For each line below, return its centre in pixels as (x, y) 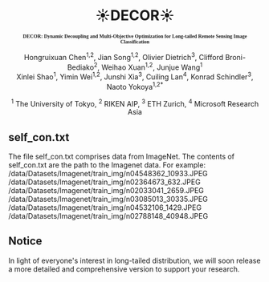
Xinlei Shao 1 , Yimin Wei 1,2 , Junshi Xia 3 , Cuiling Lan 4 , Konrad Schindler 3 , (135, 76)
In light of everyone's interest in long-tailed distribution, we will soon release (134, 260)
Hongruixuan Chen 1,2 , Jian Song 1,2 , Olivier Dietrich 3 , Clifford (123, 56)
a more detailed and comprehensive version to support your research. (124, 269)
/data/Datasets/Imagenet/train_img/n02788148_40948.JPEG (108, 216)
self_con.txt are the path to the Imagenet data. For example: (107, 165)
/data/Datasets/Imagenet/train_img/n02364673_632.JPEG (104, 182)
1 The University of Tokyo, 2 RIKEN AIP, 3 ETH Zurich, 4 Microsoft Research (135, 103)
